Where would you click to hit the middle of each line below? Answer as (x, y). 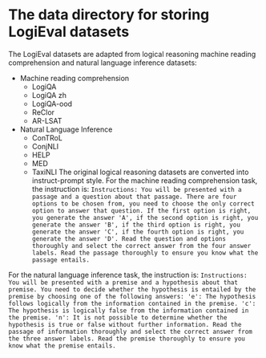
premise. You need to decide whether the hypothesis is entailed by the (132, 289)
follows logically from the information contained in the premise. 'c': (132, 303)
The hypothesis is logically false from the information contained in (129, 311)
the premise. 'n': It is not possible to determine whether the (118, 317)
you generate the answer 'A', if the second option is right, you (145, 218)
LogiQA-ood (52, 104)
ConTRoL (47, 137)
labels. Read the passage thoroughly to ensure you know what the (145, 253)
